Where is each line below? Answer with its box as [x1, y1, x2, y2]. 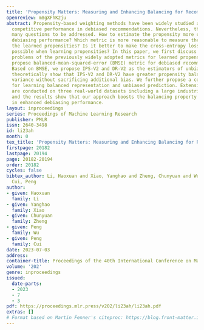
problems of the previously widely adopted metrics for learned [12, 54, 178, 60]
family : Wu [12, 230, 39, 236]
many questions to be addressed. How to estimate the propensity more [12, 32, 194, 38]
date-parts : [12, 281, 42, 287]
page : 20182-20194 [6, 156, 53, 162]
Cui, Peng [12, 179, 36, 185]
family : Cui [12, 241, 42, 247]
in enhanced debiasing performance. [12, 99, 104, 105]
